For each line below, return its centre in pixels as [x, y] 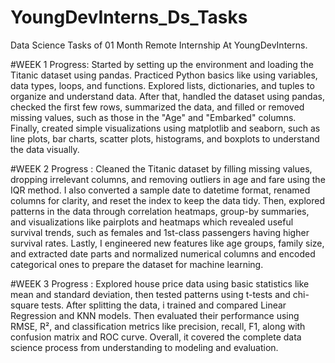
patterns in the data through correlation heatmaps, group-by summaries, [160, 211]
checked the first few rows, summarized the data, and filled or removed [157, 107]
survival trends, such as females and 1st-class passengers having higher [160, 232]
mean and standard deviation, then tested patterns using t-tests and [150, 294]
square [25, 305]
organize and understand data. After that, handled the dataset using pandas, [167, 96]
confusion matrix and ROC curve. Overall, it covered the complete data [156, 337]
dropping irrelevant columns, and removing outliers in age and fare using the [168, 179]
